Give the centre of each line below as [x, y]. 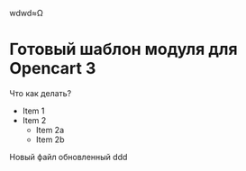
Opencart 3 [53, 69]
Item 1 [33, 111]
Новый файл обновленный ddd [68, 157]
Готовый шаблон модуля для [123, 49]
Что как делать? [41, 93]
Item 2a [50, 130]
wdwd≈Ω [26, 13]
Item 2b [50, 139]
